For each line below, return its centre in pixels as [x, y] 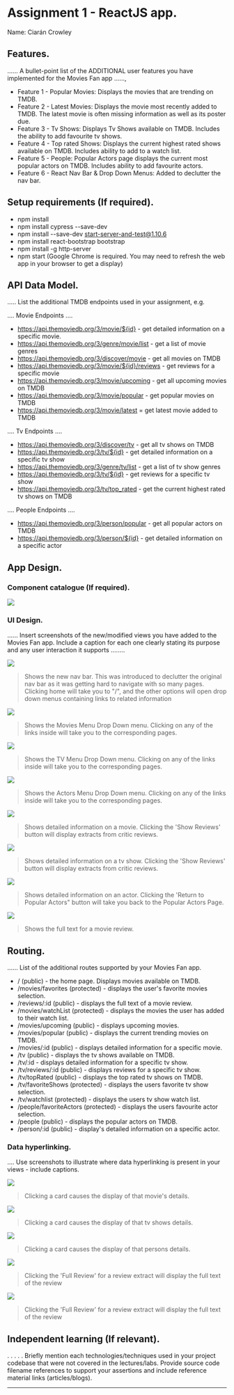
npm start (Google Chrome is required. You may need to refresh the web [121, 256]
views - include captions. [43, 1169]
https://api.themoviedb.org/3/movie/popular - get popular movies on [116, 395]
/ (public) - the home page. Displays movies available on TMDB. [109, 981]
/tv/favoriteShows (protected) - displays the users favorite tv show [113, 1085]
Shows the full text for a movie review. [79, 929]
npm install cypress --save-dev [62, 226]
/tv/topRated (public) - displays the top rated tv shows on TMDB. [110, 1078]
